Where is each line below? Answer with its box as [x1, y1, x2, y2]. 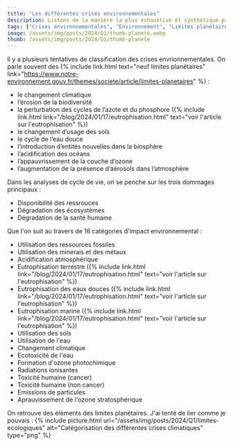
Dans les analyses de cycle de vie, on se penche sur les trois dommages [7, 178, 215, 186]
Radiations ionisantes [17, 366, 78, 374]
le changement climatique [17, 91, 92, 99]
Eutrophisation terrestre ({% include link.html [17, 263, 146, 271]
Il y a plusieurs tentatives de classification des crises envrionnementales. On [7, 55, 226, 63]
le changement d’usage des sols [17, 128, 110, 136]
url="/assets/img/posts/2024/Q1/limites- [103, 416, 220, 424]
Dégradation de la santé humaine [17, 213, 112, 222]
